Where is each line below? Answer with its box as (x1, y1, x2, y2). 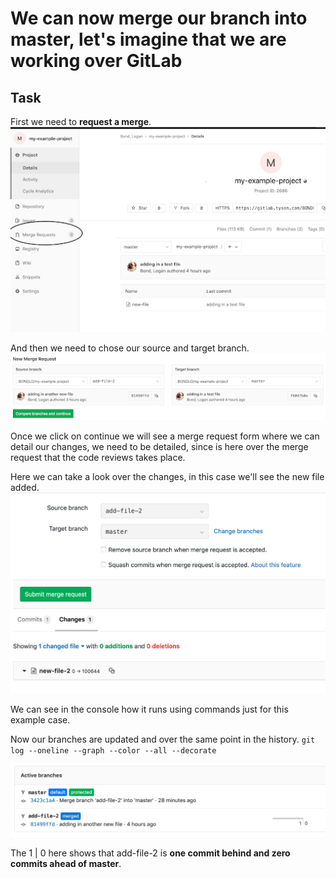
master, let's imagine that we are (10, 28, 287, 51)
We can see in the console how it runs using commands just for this (10, 703, 289, 715)
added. (10, 482, 40, 494)
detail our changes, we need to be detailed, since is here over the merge (10, 441, 309, 453)
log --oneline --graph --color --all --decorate (10, 745, 217, 756)
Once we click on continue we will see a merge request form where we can (10, 430, 320, 442)
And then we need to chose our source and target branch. (10, 342, 250, 354)
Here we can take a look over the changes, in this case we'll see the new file (10, 471, 325, 483)
